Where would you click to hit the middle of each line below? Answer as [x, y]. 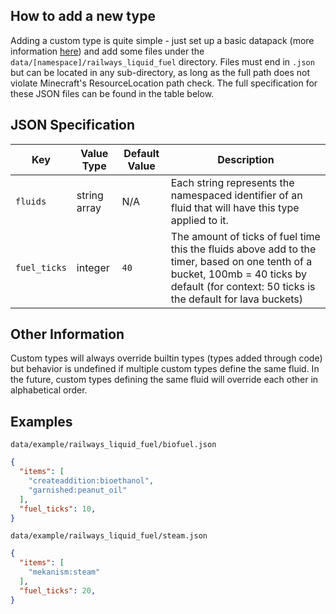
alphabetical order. [49, 390]
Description [246, 159]
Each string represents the [232, 182]
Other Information [67, 334]
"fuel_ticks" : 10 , [58, 509]
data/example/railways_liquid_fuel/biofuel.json [113, 445]
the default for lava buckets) [237, 299]
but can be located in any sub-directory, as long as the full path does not [160, 72]
